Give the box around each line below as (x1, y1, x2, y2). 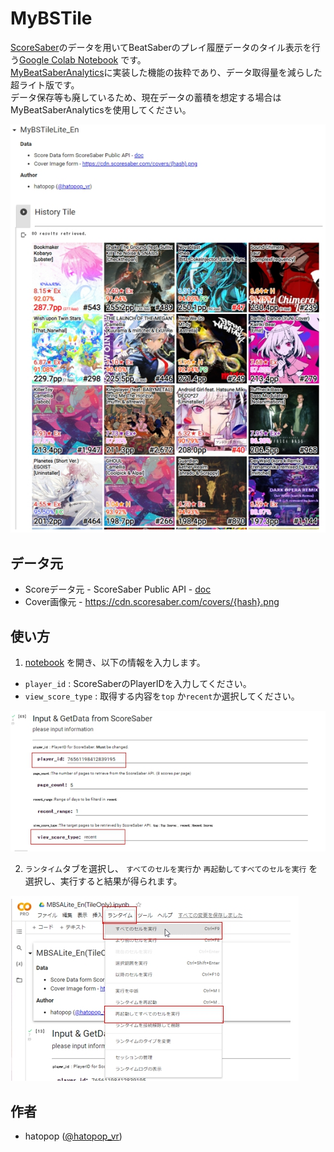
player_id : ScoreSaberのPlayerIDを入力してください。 (24, 678, 252, 690)
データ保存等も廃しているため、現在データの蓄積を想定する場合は (10, 91, 282, 103)
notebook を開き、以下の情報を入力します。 (24, 657, 206, 669)
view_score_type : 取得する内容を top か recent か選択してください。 (24, 690, 300, 702)
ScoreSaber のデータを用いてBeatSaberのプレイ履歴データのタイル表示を (10, 41, 312, 53)
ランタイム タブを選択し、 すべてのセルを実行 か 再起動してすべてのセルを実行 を (24, 863, 318, 875)
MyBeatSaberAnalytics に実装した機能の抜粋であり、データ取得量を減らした (10, 66, 323, 78)
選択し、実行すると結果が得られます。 (24, 875, 183, 887)
